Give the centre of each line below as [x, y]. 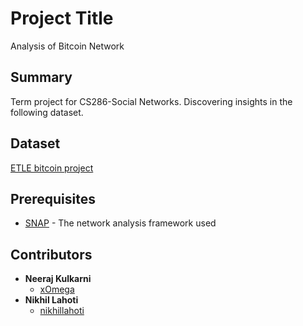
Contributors [51, 254]
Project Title [62, 18]
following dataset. [47, 112]
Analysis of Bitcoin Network [67, 46]
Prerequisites [53, 198]
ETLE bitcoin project [52, 168]
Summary [41, 77]
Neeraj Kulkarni [58, 279]
